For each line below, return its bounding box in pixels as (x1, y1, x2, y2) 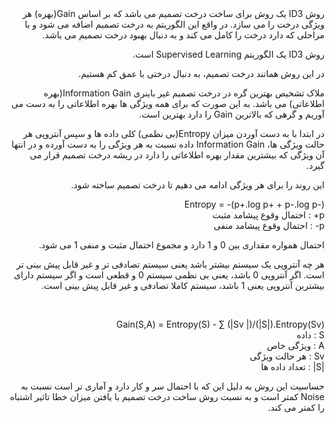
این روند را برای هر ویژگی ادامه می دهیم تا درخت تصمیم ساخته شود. (70, 179, 325, 191)
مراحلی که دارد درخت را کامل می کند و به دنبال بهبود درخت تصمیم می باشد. (42, 29, 325, 41)
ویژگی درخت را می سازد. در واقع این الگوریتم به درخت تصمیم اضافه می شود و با (24, 18, 325, 30)
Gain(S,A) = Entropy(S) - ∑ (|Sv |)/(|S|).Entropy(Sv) (115, 318, 325, 330)
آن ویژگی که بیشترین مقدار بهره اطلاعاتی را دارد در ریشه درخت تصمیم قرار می (29, 149, 325, 161)
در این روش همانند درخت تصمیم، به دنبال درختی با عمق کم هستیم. (78, 68, 325, 79)
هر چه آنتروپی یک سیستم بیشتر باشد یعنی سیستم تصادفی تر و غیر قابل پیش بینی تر (16, 258, 325, 270)
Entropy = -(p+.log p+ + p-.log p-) (183, 198, 325, 210)
